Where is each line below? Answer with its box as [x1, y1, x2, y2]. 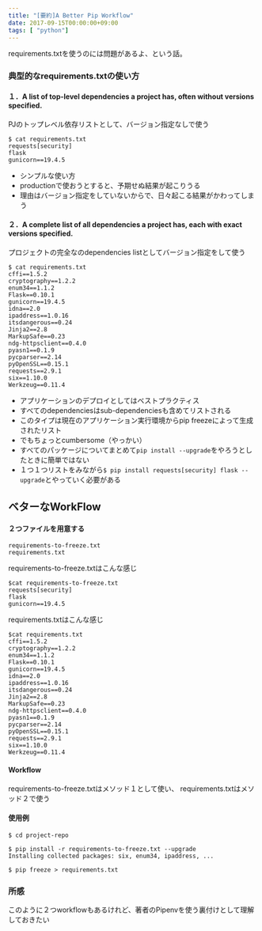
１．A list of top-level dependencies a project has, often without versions [8, 92, 255, 101]
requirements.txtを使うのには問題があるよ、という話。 [8, 49, 188, 59]
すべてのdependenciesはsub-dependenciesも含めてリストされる [19, 405, 232, 415]
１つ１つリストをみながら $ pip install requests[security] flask [19, 464, 238, 475]
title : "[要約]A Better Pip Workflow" [8, 11, 134, 20]
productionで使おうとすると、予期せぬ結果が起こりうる [19, 180, 201, 190]
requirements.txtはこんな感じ [8, 615, 104, 625]
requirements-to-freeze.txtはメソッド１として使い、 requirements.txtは [8, 784, 241, 793]
